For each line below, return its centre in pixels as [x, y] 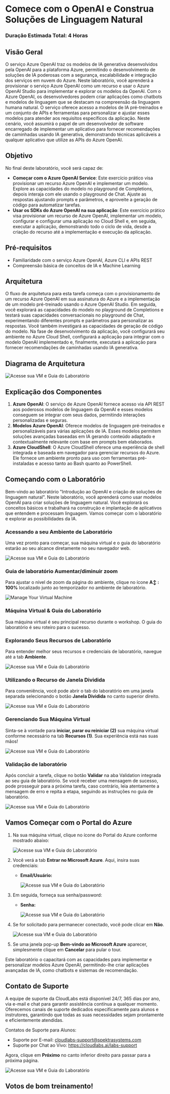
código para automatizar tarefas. [47, 205]
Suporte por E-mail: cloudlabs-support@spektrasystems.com [77, 1040]
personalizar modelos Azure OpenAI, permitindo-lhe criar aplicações [77, 965]
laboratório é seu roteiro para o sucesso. [48, 627]
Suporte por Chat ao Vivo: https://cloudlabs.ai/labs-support [75, 1045]
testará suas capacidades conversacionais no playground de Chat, [75, 315]
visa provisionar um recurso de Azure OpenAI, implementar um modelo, [88, 215]
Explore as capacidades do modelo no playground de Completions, [83, 189]
